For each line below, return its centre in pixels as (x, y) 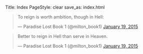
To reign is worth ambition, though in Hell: (61, 17)
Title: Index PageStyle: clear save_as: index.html (55, 7)
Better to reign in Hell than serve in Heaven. (62, 36)
